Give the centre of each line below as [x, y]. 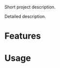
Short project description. [30, 7]
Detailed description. [25, 16]
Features [23, 36]
